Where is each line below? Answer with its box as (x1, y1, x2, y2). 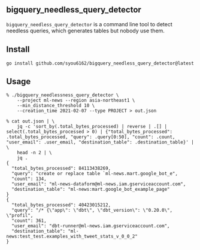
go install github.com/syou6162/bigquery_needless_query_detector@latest (6, 60, 195, 66)
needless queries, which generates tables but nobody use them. (6, 27, 165, 34)
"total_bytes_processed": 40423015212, (11, 202, 111, 208)
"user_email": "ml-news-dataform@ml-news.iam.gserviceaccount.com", (11, 181, 186, 187)
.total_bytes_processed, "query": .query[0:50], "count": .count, (6, 134, 175, 140)
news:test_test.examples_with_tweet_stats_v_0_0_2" (6, 233, 138, 240)
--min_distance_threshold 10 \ (17, 103, 95, 109)
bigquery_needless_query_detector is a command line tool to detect (6, 20, 172, 28)
